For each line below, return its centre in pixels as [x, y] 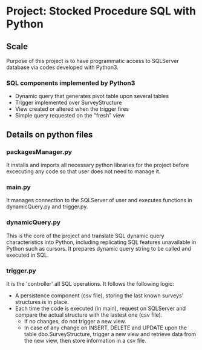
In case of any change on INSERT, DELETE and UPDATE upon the [106, 328]
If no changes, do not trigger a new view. [75, 321]
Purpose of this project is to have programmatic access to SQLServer [93, 61]
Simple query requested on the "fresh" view [70, 116]
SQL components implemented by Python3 [71, 83]
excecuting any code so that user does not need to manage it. [83, 171]
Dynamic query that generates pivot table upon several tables [92, 96]
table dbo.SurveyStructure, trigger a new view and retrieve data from [110, 334]
